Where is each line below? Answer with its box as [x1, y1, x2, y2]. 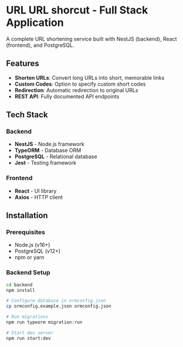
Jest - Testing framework [14, 159, 77, 166]
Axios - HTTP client [14, 193, 63, 200]
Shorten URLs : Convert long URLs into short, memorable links [14, 74, 165, 81]
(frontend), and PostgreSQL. [6, 42, 74, 49]
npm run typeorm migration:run [6, 319, 83, 325]
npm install [6, 287, 35, 293]
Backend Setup [6, 268, 51, 277]
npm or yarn [14, 254, 45, 261]
